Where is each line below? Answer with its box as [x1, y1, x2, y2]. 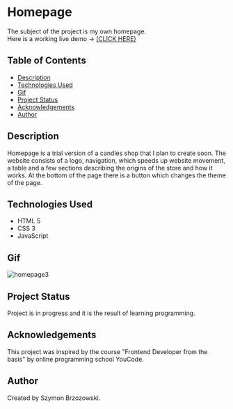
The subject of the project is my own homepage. [7, 27, 147, 35]
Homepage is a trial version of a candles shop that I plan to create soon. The [7, 149, 226, 157]
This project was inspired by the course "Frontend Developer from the [7, 347, 208, 355]
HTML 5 [17, 217, 41, 225]
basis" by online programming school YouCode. [7, 355, 144, 363]
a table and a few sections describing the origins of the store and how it [7, 163, 214, 172]
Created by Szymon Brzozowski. [7, 394, 101, 402]
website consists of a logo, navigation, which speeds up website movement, [7, 156, 226, 164]
